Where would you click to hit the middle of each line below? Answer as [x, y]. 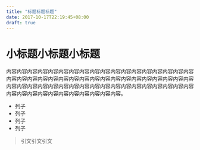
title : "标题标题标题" [32, 12]
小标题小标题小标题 [53, 54]
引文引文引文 [36, 141]
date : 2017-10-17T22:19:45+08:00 [48, 17]
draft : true [21, 23]
